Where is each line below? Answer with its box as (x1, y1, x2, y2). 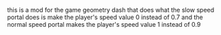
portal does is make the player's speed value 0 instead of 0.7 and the (7, 13, 203, 21)
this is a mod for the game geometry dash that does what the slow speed (7, 6, 215, 14)
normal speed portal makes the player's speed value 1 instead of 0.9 (7, 21, 201, 28)
